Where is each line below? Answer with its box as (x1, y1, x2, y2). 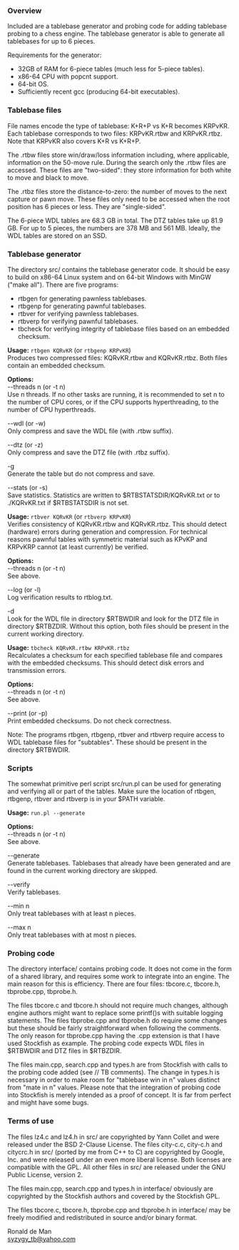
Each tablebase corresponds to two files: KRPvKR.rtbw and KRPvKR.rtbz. (7, 129, 223, 138)
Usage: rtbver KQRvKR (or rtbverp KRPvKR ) (7, 512, 131, 521)
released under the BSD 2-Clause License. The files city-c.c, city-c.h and (7, 1140, 223, 1149)
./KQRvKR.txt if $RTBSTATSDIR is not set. (7, 498, 129, 507)
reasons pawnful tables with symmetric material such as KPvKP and (7, 534, 208, 544)
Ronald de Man (7, 1226, 52, 1236)
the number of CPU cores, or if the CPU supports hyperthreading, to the (7, 397, 219, 406)
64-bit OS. (17, 80, 49, 88)
